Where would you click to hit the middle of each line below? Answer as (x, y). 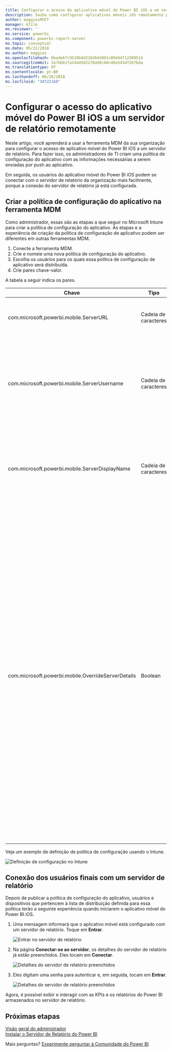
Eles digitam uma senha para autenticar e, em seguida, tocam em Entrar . (90, 975)
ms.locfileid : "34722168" (33, 82)
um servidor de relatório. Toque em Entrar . (58, 930)
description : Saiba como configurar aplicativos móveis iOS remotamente (84, 15)
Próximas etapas (33, 1016)
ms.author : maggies (26, 53)
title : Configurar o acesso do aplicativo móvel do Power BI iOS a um (82, 10)
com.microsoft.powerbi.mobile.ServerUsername (66, 383)
